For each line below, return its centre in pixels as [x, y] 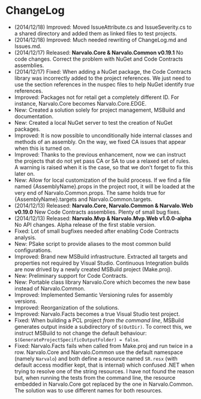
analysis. [25, 237]
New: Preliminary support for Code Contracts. [71, 275]
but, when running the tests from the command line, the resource [95, 377]
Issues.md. [28, 46]
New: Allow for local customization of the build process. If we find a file [102, 180]
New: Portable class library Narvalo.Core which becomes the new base [102, 282]
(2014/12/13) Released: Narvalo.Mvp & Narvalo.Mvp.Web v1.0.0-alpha [103, 218]
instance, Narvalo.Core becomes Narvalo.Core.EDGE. [80, 103]
